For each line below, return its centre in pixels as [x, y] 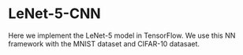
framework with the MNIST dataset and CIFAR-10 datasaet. [104, 43]
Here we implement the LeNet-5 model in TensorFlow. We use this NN [122, 35]
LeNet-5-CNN [54, 14]
